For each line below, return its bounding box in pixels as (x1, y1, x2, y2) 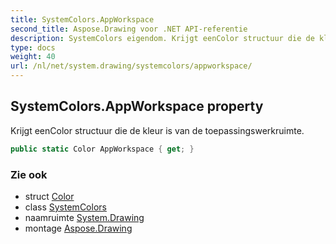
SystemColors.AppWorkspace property (10, 98, 264, 115)
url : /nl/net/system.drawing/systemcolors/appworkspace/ (10, 61, 253, 71)
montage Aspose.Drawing (24, 222, 133, 234)
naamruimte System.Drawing (24, 211, 145, 223)
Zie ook (10, 167, 48, 181)
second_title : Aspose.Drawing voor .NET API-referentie (10, 24, 248, 34)
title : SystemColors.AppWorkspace (10, 14, 155, 25)
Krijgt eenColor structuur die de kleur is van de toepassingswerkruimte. (10, 124, 305, 136)
